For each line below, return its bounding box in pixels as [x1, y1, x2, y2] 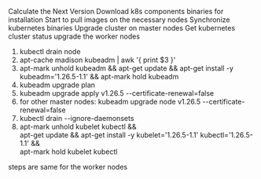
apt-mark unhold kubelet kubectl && [19, 122, 137, 131]
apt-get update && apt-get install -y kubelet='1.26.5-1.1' [19, 130, 199, 140]
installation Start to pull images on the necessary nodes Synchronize [8, 15, 230, 24]
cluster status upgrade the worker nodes [8, 31, 140, 41]
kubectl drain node [19, 47, 81, 56]
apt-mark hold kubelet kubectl [19, 147, 118, 156]
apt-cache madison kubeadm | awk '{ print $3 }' [19, 55, 176, 64]
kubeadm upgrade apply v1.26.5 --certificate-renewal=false [19, 89, 215, 97]
